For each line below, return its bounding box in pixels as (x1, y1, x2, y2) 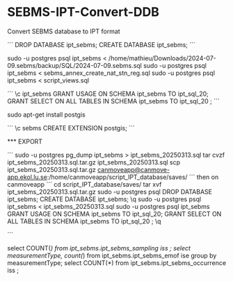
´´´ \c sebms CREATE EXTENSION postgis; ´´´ (7, 124, 135, 132)
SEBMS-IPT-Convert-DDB (7, 4, 160, 20)
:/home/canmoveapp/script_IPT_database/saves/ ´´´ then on (47, 173, 219, 181)
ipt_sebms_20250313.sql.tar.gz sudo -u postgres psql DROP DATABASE (7, 187, 212, 196)
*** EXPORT (7, 137, 43, 146)
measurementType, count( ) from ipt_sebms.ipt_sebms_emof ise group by (7, 251, 217, 259)
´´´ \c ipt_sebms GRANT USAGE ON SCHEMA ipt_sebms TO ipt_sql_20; (7, 90, 209, 98)
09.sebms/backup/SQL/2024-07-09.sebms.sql (7, 61, 143, 69)
